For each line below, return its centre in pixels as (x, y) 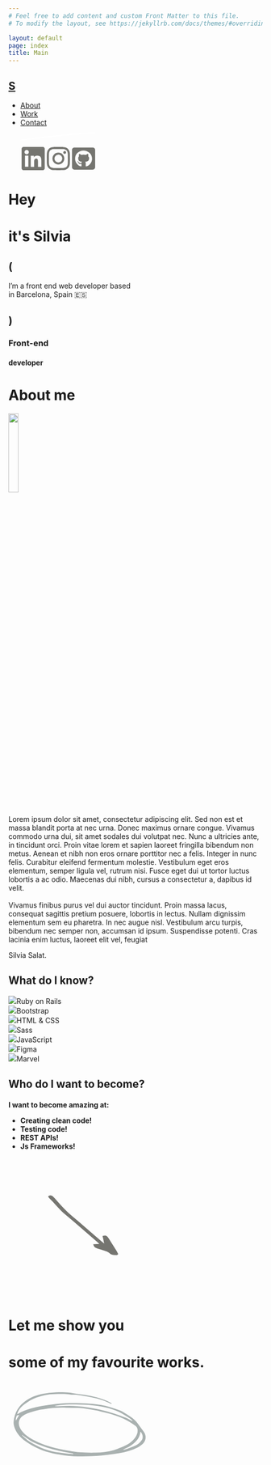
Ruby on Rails (39, 1001)
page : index (28, 45)
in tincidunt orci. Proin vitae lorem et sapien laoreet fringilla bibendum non (131, 845)
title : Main (28, 53)
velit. (17, 887)
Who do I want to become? (77, 1084)
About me (42, 395)
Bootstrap (33, 1010)
